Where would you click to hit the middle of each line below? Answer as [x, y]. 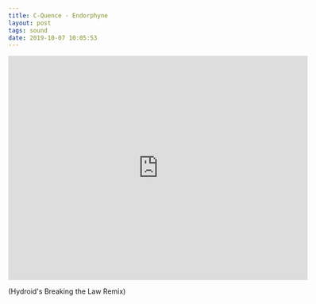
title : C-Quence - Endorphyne [58, 15]
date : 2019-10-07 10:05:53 [53, 38]
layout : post [30, 23]
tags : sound [28, 30]
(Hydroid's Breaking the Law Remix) [67, 291]
